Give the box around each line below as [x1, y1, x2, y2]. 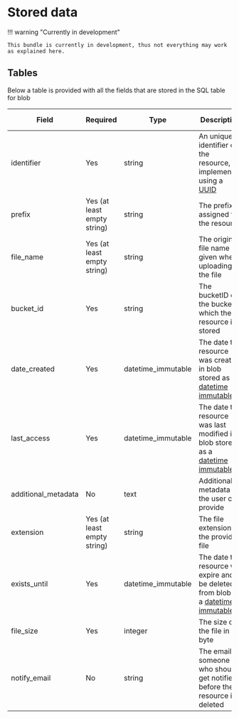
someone [198, 655, 230, 665]
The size [198, 617, 228, 627]
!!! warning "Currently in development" [7, 28, 121, 36]
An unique [198, 131, 233, 141]
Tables [7, 67, 38, 79]
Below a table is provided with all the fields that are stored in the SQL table [7, 86, 225, 94]
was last [198, 420, 226, 430]
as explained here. [7, 48, 65, 55]
